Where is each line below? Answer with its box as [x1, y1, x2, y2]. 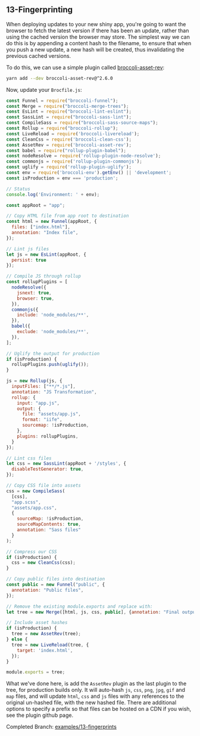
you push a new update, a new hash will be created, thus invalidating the [6, 46, 185, 53]
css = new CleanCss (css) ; [11, 560, 76, 566]
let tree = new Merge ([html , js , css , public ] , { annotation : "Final [6, 609, 180, 615]
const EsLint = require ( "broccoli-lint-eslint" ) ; [6, 108, 132, 115]
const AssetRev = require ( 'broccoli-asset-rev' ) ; [6, 142, 132, 148]
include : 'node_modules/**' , [17, 312, 89, 318]
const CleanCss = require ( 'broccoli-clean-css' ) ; [6, 136, 132, 142]
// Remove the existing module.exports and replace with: [6, 603, 153, 610]
